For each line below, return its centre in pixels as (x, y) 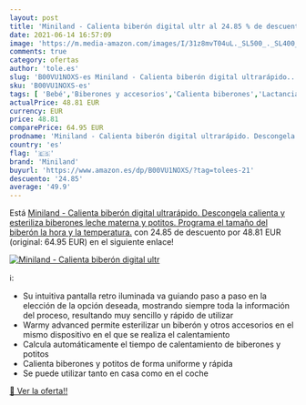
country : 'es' (36, 145)
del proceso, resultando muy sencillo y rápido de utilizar (128, 316)
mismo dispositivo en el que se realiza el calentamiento (126, 335)
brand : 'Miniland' (44, 162)
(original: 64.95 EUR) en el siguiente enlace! (92, 242)
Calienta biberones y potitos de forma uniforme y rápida (128, 364)
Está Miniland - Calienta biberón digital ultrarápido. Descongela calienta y (147, 213)
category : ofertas (44, 60)
